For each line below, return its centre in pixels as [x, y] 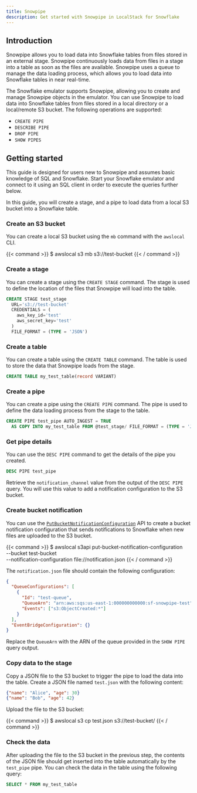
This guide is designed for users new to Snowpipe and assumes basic [91, 172]
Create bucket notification [44, 510]
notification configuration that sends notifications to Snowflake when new [95, 529]
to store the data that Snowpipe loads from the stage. [70, 366]
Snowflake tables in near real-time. [48, 80]
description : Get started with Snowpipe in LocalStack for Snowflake [93, 17]
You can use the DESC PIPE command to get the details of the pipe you [91, 454]
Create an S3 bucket [36, 224]
